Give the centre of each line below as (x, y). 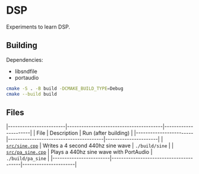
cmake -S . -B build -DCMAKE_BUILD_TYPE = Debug (65, 88)
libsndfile (26, 71)
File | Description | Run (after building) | (85, 133)
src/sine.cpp (22, 146)
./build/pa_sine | (28, 159)
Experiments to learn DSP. (38, 27)
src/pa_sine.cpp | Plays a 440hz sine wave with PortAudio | (79, 152)
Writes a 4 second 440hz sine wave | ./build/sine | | (108, 145)
